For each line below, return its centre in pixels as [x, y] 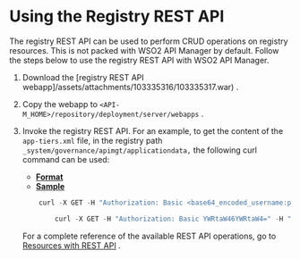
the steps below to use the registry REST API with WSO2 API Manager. [139, 60]
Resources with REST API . [71, 245]
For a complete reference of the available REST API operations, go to [149, 236]
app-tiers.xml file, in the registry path [92, 140]
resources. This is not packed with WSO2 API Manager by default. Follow [144, 50]
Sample [50, 186]
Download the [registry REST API [83, 77]
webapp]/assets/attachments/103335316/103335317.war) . [130, 87]
